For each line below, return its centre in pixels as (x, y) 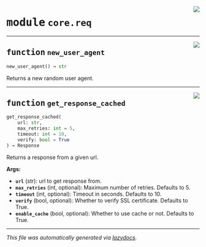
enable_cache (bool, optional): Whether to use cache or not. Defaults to (105, 213)
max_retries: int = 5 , (46, 128)
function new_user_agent (56, 53)
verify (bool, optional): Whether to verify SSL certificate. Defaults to (101, 200)
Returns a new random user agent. (50, 78)
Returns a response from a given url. (52, 157)
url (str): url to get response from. (59, 181)
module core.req (49, 23)
